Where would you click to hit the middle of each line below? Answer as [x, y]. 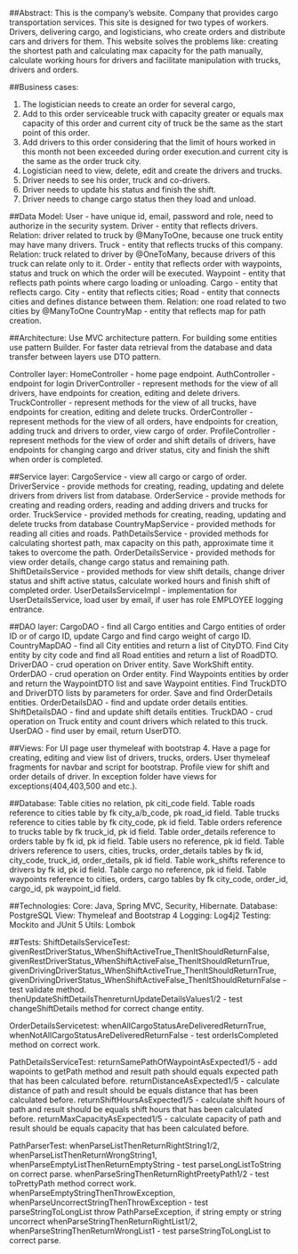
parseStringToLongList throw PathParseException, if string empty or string [145, 1212]
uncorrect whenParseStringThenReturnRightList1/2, [104, 1221]
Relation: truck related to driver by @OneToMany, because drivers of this [142, 254]
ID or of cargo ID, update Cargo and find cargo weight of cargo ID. [130, 636]
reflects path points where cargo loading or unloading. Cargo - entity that [144, 283]
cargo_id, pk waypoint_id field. [65, 888]
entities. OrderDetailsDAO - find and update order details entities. [129, 702]
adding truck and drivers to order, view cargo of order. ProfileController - [143, 431]
